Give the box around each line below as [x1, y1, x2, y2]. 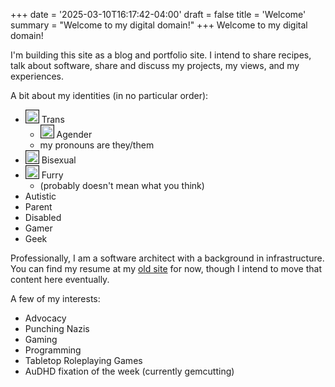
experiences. [10, 70, 65, 82]
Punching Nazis [24, 323, 90, 334]
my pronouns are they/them [39, 139, 155, 151]
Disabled [24, 212, 62, 223]
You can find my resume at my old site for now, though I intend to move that [10, 263, 322, 274]
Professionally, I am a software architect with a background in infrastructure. [10, 252, 325, 264]
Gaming [24, 334, 58, 345]
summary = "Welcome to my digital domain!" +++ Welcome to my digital [10, 19, 308, 31]
